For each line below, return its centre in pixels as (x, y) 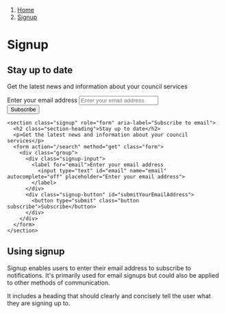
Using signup (36, 251)
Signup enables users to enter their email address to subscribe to (99, 268)
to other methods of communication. (59, 283)
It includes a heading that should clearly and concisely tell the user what (109, 296)
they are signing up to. (39, 303)
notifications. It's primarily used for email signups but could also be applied (113, 275)
